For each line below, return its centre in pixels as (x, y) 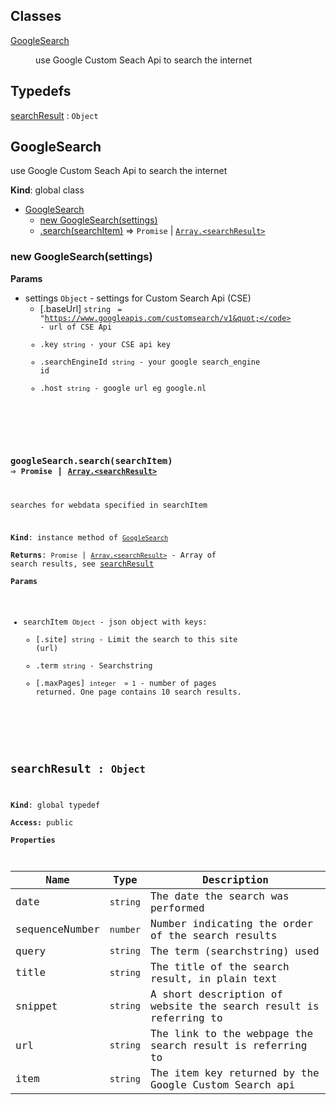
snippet (36, 1006)
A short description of (216, 994)
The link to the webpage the (231, 1033)
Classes (36, 16)
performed (177, 907)
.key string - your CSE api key (105, 344)
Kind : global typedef (55, 805)
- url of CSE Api (76, 327)
